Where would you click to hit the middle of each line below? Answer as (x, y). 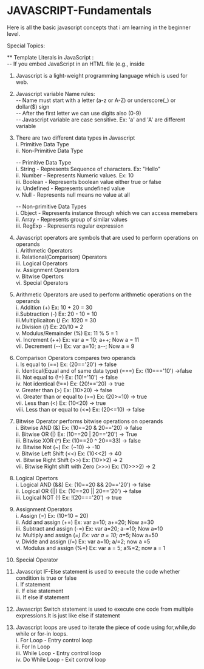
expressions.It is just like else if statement (68, 615)
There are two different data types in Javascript (75, 138)
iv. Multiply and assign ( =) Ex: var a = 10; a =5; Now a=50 (87, 535)
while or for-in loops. (42, 633)
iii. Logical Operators (42, 263)
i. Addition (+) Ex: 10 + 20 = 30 (54, 307)
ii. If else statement (39, 591)
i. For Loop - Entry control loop (54, 640)
